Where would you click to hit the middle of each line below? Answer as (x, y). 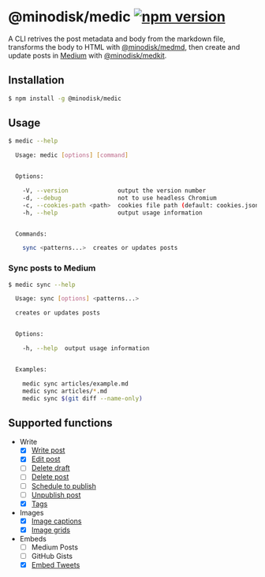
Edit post (46, 459)
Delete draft (50, 468)
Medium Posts (55, 547)
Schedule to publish (63, 486)
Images (32, 512)
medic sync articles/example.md (75, 383)
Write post (48, 450)
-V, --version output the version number (114, 191)
